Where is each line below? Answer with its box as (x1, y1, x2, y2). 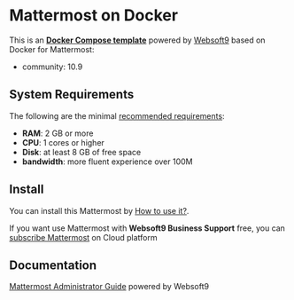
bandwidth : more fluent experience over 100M (21, 156, 193, 167)
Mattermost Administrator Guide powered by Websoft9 (9, 281, 210, 292)
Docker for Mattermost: (9, 43, 95, 54)
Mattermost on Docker (9, 5, 179, 26)
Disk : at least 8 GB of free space (21, 146, 142, 157)
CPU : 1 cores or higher (21, 137, 104, 147)
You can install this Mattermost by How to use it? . (9, 205, 190, 216)
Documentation (9, 257, 97, 272)
